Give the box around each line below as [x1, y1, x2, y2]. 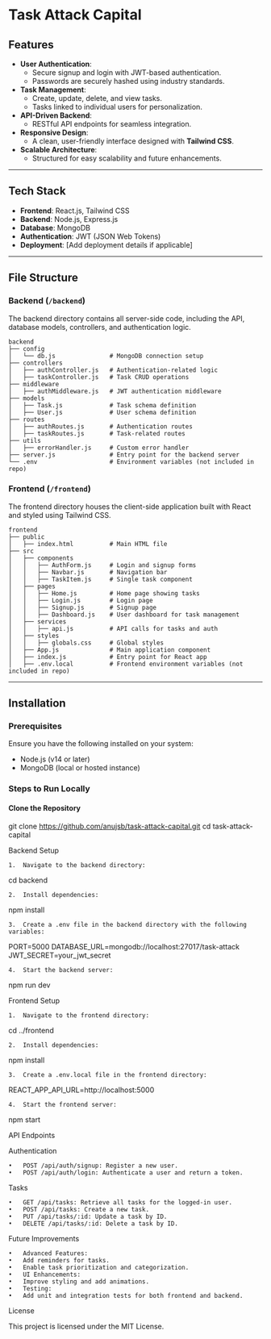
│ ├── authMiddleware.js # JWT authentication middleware [8, 387, 222, 395]
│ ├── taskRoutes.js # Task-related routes [8, 429, 186, 437]
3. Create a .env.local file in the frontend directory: [8, 1070, 207, 1078]
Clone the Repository [8, 803, 81, 812]
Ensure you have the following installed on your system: [8, 739, 194, 749]
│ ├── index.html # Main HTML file [8, 540, 168, 548]
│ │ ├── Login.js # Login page [8, 596, 153, 604]
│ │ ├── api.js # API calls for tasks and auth [8, 624, 219, 632]
